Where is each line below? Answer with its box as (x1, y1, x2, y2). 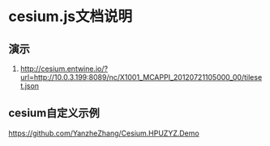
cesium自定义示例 (8, 106, 100, 120)
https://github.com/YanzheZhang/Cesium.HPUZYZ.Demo (8, 128, 200, 138)
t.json (19, 81, 39, 90)
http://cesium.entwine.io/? (19, 64, 108, 73)
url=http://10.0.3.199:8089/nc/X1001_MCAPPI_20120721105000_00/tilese (19, 73, 263, 81)
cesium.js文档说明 (8, 7, 133, 26)
